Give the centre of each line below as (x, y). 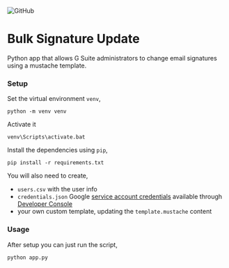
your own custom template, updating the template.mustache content (114, 212)
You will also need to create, (48, 176)
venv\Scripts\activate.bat (46, 137)
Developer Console (45, 204)
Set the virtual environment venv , (54, 99)
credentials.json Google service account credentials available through (120, 197)
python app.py (28, 258)
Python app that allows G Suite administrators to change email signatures (112, 58)
